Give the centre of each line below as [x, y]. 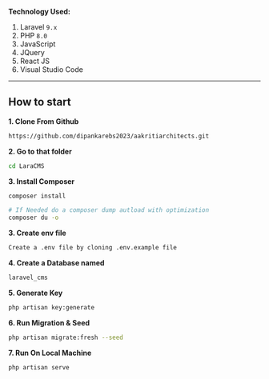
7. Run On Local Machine [50, 353]
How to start [40, 102]
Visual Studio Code [52, 70]
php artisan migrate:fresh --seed [66, 337]
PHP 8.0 [34, 36]
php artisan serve [39, 367]
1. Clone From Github [44, 121]
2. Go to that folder [40, 151]
